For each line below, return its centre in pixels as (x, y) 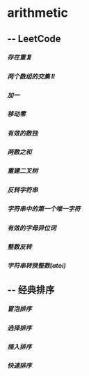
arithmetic (38, 13)
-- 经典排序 (31, 290)
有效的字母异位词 (32, 228)
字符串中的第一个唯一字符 (44, 209)
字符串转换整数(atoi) (37, 266)
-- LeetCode (34, 39)
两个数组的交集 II (31, 76)
